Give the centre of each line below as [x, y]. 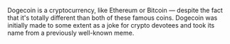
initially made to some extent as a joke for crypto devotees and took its [111, 25]
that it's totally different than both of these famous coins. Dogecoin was [113, 18]
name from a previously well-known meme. [71, 33]
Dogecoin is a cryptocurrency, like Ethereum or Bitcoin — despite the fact [115, 10]
